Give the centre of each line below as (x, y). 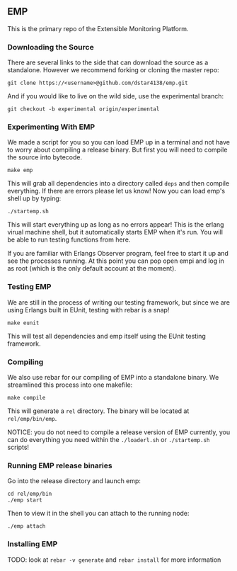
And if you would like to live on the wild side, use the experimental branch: (116, 96)
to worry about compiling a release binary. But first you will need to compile (117, 150)
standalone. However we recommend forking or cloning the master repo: (113, 70)
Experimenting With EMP (51, 127)
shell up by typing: (34, 198)
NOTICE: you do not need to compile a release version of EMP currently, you (119, 432)
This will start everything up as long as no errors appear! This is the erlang (116, 225)
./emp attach (27, 526)
